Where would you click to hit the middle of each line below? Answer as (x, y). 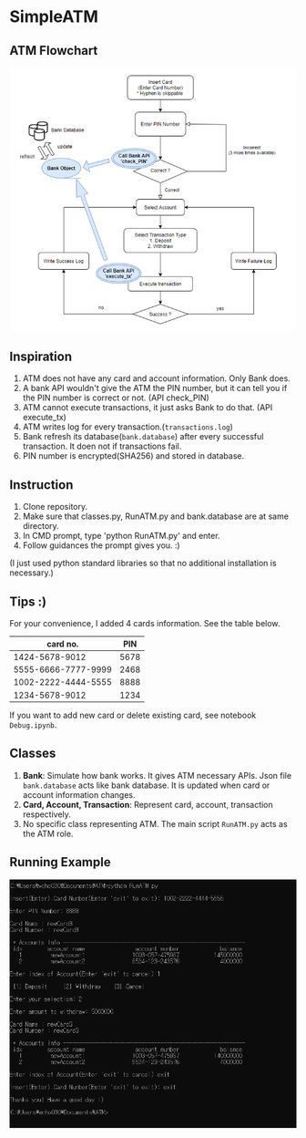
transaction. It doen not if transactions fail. (102, 446)
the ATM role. (48, 833)
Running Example (60, 862)
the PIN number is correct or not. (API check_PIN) (116, 398)
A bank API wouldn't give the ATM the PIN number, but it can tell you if (155, 388)
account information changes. (79, 794)
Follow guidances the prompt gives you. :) (101, 545)
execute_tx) (44, 418)
